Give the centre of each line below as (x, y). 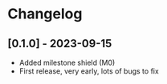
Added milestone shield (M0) (67, 62)
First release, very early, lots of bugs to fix (89, 71)
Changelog (45, 14)
